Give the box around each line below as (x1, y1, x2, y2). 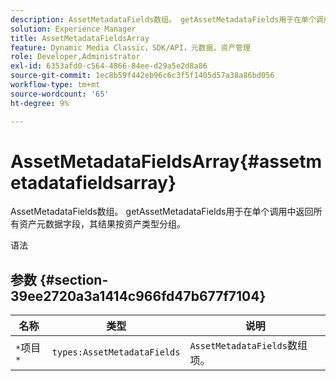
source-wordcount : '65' (10, 89, 110, 99)
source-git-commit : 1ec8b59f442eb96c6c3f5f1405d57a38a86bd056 (10, 71, 275, 81)
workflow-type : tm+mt (10, 80, 101, 90)
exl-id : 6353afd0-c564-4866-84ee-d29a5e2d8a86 (10, 61, 208, 71)
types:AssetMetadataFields (51, 347, 181, 358)
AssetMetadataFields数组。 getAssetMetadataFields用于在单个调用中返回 (10, 206, 314, 218)
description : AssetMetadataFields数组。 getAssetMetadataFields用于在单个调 (10, 14, 324, 25)
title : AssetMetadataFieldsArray (10, 33, 150, 43)
